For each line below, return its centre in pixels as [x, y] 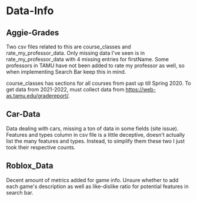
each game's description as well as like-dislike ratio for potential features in [98, 186]
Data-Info [30, 11]
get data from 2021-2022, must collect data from [65, 89]
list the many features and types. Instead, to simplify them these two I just [96, 141]
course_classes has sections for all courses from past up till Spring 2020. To [98, 83]
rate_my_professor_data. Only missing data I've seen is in [76, 53]
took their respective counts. [41, 147]
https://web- [141, 89]
